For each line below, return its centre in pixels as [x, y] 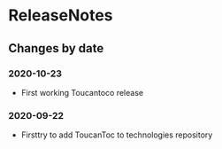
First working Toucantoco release [82, 92]
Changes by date [56, 48]
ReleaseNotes [61, 16]
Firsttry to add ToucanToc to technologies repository [117, 135]
